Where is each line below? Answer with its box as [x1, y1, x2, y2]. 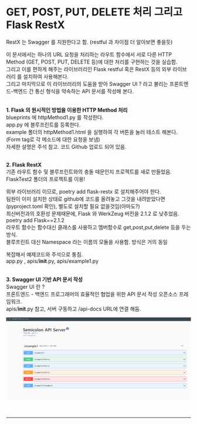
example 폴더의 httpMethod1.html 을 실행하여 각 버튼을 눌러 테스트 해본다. [6, 128, 178, 135]
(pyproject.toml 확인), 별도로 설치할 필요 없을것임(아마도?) [6, 202, 141, 209]
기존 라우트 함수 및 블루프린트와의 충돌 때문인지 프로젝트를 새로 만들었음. [6, 168, 172, 175]
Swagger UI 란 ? [6, 283, 45, 290]
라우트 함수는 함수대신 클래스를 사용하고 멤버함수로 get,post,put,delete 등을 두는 [6, 223, 191, 231]
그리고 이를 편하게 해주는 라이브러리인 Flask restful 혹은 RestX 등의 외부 [6, 65, 172, 72]
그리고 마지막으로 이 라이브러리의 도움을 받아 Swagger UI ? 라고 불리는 [6, 80, 168, 87]
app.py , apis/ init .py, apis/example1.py [6, 257, 98, 265]
